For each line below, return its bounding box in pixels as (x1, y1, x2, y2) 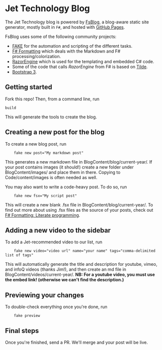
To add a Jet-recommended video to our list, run (5, 239, 103, 245)
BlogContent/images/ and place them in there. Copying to (5, 169, 121, 175)
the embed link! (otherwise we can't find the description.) (5, 277, 124, 283)
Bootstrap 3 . (12, 69, 37, 74)
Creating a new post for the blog (5, 128, 105, 136)
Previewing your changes (5, 291, 84, 299)
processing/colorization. (12, 53, 61, 59)
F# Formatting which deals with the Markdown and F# (12, 48, 121, 54)
